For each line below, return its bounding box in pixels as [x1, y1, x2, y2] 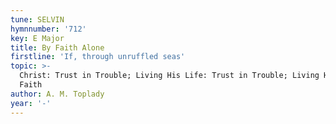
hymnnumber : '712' [10, 24, 87, 34]
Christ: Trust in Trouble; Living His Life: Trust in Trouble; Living [19, 71, 320, 81]
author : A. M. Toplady [10, 89, 105, 99]
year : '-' [10, 98, 52, 108]
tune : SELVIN [10, 14, 65, 25]
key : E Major [10, 33, 65, 43]
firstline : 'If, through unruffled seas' [10, 52, 186, 62]
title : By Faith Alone [10, 42, 105, 53]
